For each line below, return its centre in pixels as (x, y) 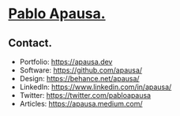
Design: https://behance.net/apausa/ (79, 79)
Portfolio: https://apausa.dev (66, 62)
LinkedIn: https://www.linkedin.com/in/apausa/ (96, 87)
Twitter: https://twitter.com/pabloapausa (85, 95)
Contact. (30, 43)
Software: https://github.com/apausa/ (81, 70)
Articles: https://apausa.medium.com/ (81, 104)
